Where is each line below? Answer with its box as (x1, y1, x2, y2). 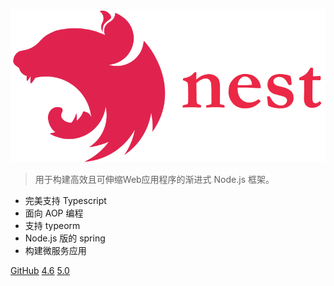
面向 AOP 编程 (24, 207, 84, 219)
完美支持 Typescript (24, 195, 107, 207)
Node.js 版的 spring (24, 232, 106, 244)
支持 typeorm (24, 220, 81, 232)
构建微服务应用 (24, 245, 87, 257)
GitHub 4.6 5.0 (10, 265, 70, 277)
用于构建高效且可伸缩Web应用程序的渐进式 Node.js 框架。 (34, 174, 275, 186)
